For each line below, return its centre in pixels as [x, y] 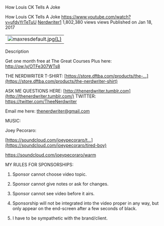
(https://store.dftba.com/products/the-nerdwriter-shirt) [61, 81]
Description [17, 51]
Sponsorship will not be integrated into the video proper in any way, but [85, 203]
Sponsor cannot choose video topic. [49, 174]
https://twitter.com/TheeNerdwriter [41, 101]
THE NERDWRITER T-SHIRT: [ [36, 76]
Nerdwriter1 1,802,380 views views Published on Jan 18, [95, 22]
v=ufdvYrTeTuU [21, 22]
